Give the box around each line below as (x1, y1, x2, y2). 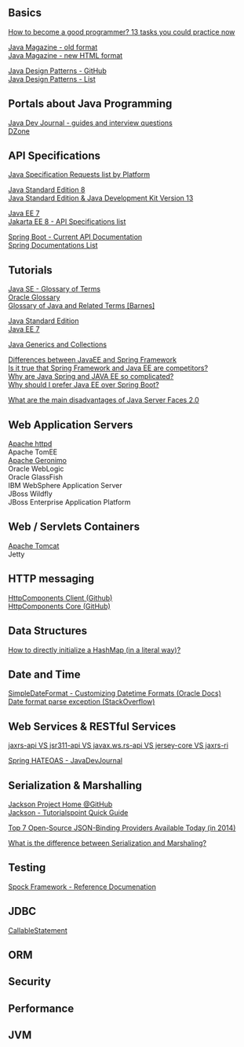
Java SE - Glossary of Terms (8, 285, 100, 294)
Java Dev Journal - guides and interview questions (8, 118, 173, 127)
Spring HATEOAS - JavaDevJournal (8, 756, 123, 766)
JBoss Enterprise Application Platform (8, 498, 131, 507)
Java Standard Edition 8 (8, 185, 86, 195)
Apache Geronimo (8, 456, 67, 465)
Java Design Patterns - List (8, 74, 96, 83)
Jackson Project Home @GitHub (8, 799, 113, 809)
